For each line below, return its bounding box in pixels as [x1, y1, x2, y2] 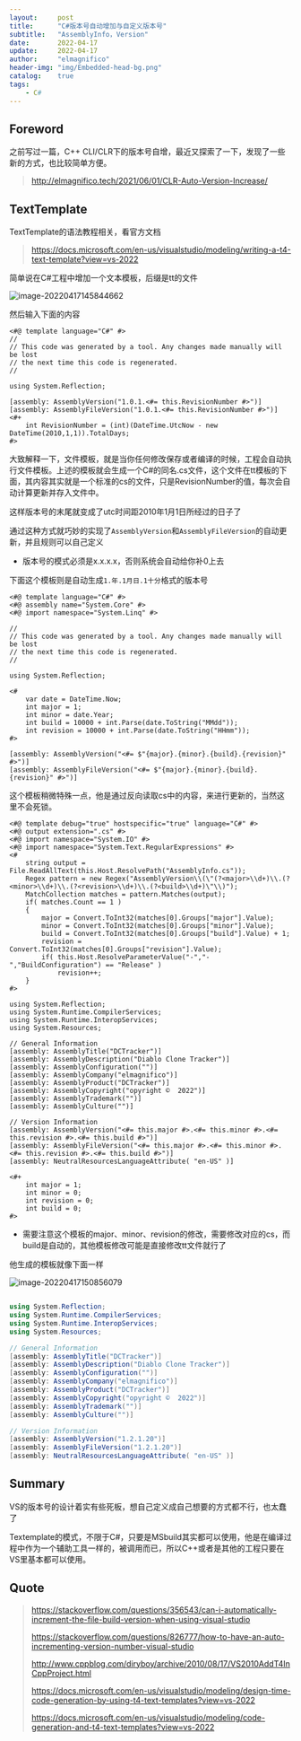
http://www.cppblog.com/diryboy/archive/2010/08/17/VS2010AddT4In [30, 1658, 291, 1669]
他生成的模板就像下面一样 [9, 1259, 104, 1270]
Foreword [9, 121, 64, 136]
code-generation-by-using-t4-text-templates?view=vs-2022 [30, 1694, 255, 1705]
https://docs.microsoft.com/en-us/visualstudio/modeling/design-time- [30, 1684, 291, 1696]
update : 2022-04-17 [9, 47, 99, 56]
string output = [25, 859, 87, 868]
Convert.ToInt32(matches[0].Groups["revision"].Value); [9, 945, 222, 954]
